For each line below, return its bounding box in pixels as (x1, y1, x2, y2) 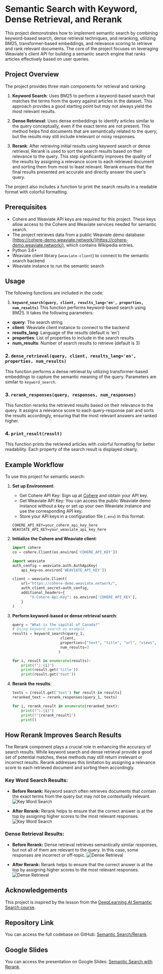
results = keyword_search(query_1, (12, 631, 85, 636)
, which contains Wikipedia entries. (63, 242, 134, 248)
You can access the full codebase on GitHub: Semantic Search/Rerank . (5, 931, 148, 937)
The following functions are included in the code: (5, 290, 104, 296)
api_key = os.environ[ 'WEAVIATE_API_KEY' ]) (21, 568, 106, 572)
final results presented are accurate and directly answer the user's (12, 169, 146, 175)
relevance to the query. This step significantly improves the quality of (12, 153, 152, 159)
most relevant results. (12, 108, 56, 114)
